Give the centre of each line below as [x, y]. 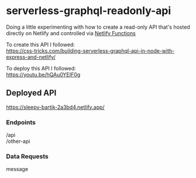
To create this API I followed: [40, 44]
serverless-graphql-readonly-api [89, 11]
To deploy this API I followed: [41, 68]
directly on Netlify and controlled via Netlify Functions [71, 33]
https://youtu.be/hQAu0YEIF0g [43, 74]
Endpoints [21, 122]
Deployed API [31, 93]
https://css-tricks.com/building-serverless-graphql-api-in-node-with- [90, 50]
